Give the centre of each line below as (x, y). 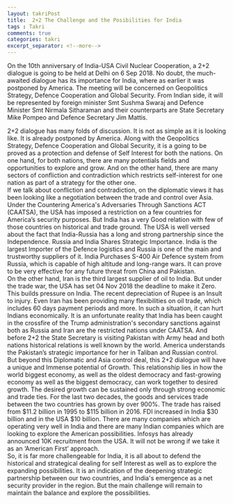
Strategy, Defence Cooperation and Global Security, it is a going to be (107, 146)
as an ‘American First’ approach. (53, 448)
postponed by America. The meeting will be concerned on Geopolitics (107, 88)
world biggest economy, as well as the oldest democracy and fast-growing (114, 375)
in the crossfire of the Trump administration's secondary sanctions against (114, 323)
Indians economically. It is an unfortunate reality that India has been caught (115, 316)
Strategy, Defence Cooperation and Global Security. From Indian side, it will (115, 95)
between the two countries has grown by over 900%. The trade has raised (114, 404)
